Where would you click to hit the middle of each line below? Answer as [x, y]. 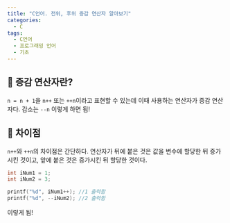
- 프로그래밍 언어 [35, 46]
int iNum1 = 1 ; [29, 173]
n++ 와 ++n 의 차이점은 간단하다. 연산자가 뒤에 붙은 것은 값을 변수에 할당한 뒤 [108, 151]
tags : [15, 33]
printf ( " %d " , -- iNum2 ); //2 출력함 [56, 199]
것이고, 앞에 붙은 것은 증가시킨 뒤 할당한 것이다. [83, 160]
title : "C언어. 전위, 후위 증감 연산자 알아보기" [69, 14]
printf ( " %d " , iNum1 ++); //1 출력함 [56, 192]
